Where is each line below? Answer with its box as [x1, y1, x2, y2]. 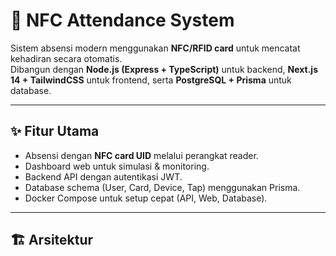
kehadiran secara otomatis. [10, 52, 123, 64]
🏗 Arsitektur [10, 232, 94, 249]
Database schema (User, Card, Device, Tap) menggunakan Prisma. [24, 181, 301, 193]
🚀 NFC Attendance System [10, 9, 235, 32]
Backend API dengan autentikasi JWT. [24, 170, 183, 183]
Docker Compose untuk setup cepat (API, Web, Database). [24, 192, 268, 204]
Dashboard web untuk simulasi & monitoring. [24, 160, 210, 172]
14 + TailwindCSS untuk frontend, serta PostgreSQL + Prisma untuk [10, 74, 292, 86]
